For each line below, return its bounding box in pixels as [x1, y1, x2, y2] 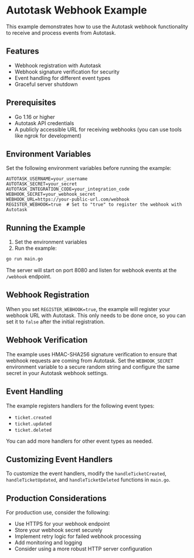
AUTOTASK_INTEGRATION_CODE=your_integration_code [6, 186, 130, 192]
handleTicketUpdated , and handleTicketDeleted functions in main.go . [6, 476, 171, 483]
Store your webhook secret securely [14, 527, 103, 534]
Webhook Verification [6, 335, 88, 345]
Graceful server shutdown [14, 81, 78, 88]
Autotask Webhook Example [6, 4, 148, 17]
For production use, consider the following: [6, 509, 110, 516]
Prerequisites [6, 98, 56, 108]
